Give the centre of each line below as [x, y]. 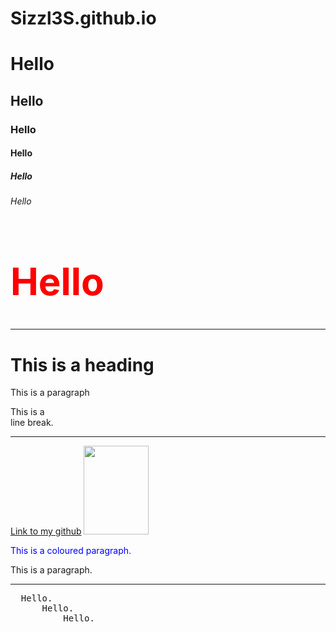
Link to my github [46, 531]
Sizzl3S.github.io [83, 18]
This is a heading [82, 364]
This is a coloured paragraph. [71, 551]
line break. [32, 423]
